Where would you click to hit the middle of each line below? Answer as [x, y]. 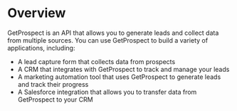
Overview [37, 13]
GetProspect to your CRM [56, 99]
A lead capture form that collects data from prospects [96, 61]
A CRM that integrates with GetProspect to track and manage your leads [123, 69]
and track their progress [53, 84]
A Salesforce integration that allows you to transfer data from [107, 92]
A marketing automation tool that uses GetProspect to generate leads [119, 77]
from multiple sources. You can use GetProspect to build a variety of [108, 40]
